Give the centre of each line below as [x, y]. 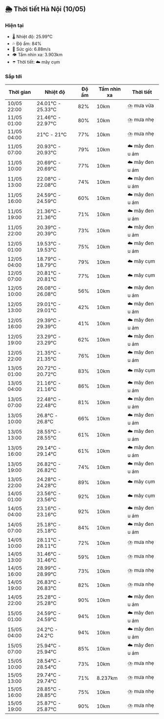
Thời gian [20, 92]
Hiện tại [14, 25]
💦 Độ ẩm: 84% [27, 44]
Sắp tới [13, 76]
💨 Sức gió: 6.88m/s [31, 49]
